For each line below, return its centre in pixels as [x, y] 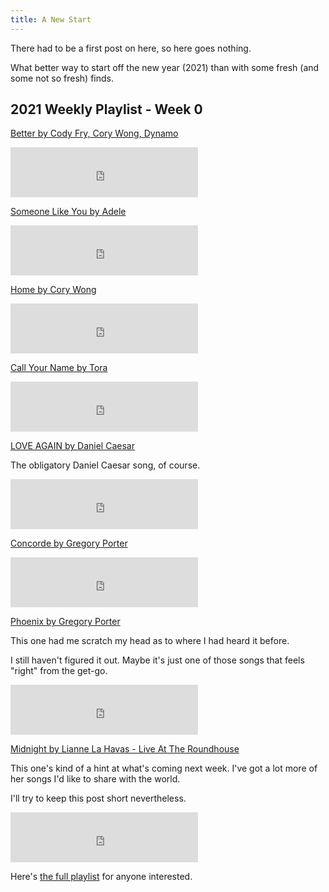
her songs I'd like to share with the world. [95, 779]
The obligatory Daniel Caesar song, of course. [105, 465]
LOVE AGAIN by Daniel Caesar [72, 446]
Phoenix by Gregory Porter [65, 622]
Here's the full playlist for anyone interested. [101, 877]
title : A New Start [51, 19]
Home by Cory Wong [53, 290]
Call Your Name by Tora [59, 368]
